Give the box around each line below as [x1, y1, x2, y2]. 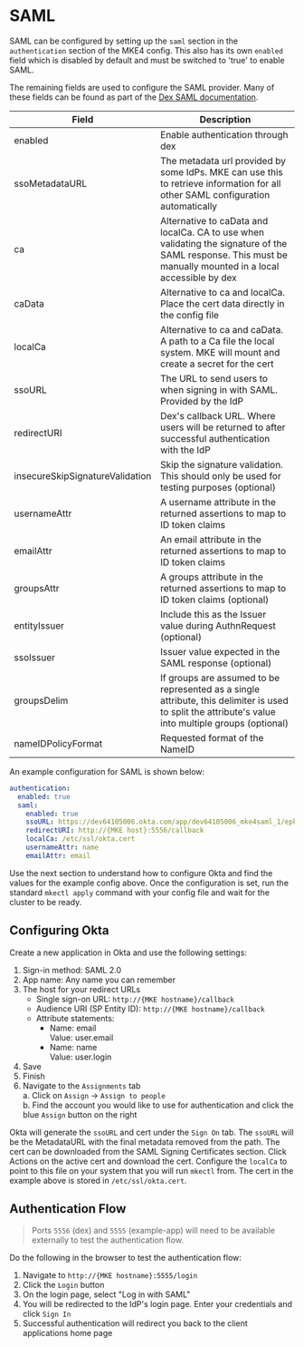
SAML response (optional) [159, 657, 272, 669]
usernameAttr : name [25, 843, 100, 853]
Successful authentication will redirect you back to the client [22, 1318, 249, 1329]
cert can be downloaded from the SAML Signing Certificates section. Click [9, 1146, 288, 1157]
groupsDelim [14, 694, 69, 707]
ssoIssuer [14, 650, 56, 663]
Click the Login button [22, 1280, 105, 1291]
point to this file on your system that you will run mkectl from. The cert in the [9, 1165, 294, 1176]
